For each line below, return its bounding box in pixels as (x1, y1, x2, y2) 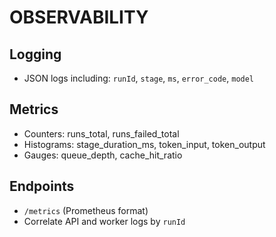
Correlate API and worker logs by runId (23, 215, 186, 227)
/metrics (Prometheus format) (23, 204, 149, 216)
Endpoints (9, 178, 75, 195)
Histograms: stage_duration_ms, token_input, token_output (23, 138, 266, 150)
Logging (9, 46, 62, 63)
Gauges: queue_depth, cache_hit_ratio (23, 149, 183, 161)
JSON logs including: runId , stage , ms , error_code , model (23, 72, 255, 84)
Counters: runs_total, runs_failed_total (23, 127, 180, 140)
